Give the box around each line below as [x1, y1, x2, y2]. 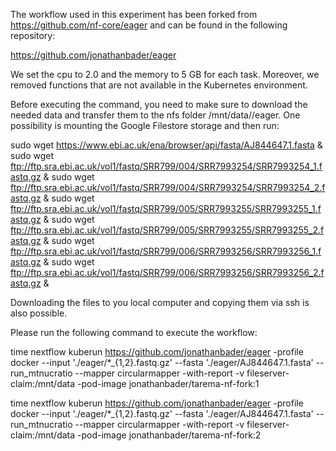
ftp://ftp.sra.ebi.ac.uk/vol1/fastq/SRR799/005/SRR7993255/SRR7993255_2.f [10, 224, 325, 236]
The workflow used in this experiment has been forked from [10, 9, 258, 20]
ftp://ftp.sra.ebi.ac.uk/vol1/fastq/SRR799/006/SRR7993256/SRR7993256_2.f [10, 267, 325, 278]
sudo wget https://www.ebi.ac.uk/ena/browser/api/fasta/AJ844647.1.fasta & [10, 139, 323, 151]
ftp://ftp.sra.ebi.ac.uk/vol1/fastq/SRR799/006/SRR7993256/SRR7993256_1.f [10, 245, 322, 257]
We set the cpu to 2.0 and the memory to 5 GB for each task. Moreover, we [10, 69, 320, 80]
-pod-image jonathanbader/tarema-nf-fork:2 [77, 429, 262, 441]
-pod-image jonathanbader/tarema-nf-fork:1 [77, 378, 260, 389]
